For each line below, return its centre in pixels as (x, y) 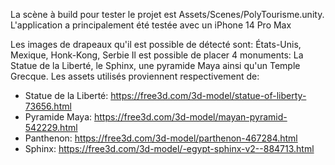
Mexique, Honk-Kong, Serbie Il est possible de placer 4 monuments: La (157, 55)
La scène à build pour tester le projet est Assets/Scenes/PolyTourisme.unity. (167, 14)
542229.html (51, 127)
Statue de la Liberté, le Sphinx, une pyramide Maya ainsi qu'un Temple (155, 65)
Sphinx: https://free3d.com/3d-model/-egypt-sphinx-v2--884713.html (169, 148)
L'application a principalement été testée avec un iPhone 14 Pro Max (151, 25)
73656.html (48, 106)
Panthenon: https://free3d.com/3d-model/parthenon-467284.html (161, 138)
